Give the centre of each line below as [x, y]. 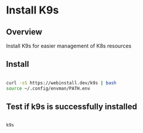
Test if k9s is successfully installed [72, 106]
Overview [24, 32]
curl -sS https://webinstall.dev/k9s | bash [61, 83]
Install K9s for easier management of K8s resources [69, 46]
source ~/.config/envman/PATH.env [48, 88]
